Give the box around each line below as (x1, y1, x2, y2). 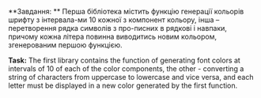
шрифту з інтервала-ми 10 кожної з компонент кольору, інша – (8, 15, 220, 24)
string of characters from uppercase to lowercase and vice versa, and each (8, 73, 254, 81)
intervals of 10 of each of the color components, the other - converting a (8, 64, 244, 73)
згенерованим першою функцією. (8, 40, 123, 50)
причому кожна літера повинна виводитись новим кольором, (8, 32, 217, 41)
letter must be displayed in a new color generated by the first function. (8, 81, 238, 90)
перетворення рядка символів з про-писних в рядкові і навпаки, (8, 24, 228, 32)
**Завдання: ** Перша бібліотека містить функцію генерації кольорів (8, 7, 244, 16)
